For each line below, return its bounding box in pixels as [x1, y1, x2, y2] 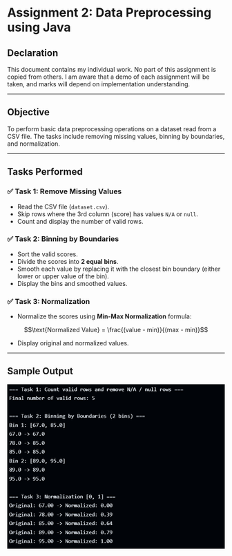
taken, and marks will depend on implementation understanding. [7, 80, 191, 88]
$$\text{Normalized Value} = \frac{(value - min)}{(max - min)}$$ [23, 326, 209, 334]
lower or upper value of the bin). [17, 271, 109, 280]
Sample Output [7, 365, 74, 377]
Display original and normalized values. [17, 339, 129, 347]
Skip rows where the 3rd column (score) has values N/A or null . [17, 209, 199, 218]
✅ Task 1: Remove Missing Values [7, 186, 122, 196]
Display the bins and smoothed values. [17, 279, 128, 287]
